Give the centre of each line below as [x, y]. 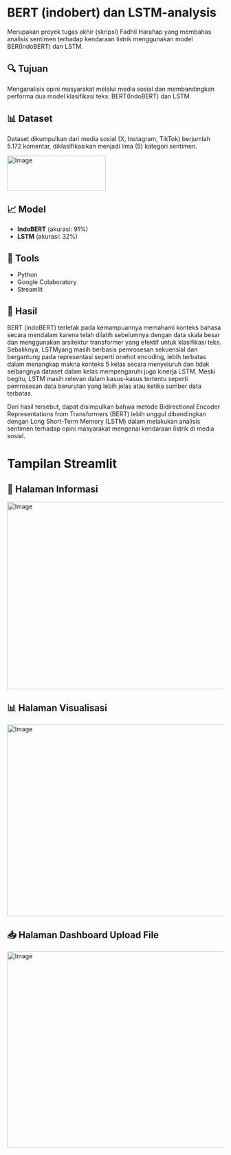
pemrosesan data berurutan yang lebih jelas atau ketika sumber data [104, 386]
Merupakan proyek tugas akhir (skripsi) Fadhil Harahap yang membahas [109, 32]
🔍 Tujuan [27, 69]
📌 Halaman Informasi [53, 489]
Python [27, 275]
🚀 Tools [23, 258]
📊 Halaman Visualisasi [57, 708]
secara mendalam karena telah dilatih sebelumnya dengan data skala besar [114, 335]
